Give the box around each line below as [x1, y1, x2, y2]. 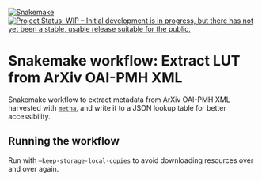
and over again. [8, 164, 59, 173]
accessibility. [8, 111, 51, 121]
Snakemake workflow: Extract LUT [8, 52, 241, 70]
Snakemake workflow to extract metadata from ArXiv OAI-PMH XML [8, 95, 231, 104]
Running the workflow [8, 134, 120, 148]
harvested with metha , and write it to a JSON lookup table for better [8, 103, 227, 112]
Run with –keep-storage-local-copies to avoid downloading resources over [8, 155, 254, 165]
